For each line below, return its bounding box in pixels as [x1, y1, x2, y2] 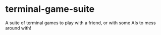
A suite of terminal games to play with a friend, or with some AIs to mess [5, 20, 156, 26]
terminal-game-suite [5, 3, 95, 15]
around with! [5, 25, 32, 31]
